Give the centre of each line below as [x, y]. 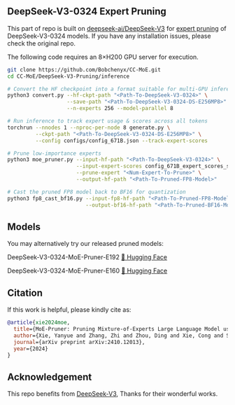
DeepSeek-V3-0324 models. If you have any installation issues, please [109, 36]
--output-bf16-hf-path [118, 205]
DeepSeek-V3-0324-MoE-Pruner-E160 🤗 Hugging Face [87, 271]
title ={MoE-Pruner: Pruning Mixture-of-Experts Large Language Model [117, 329]
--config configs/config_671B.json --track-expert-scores [122, 140]
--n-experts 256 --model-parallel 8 [120, 109]
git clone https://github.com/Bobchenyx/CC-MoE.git [84, 69]
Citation [25, 293]
